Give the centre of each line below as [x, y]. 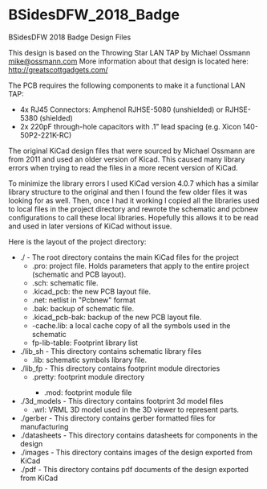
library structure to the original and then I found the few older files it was [128, 191]
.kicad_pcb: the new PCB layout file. [91, 291]
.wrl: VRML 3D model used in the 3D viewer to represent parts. [135, 409]
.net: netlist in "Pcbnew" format [84, 300]
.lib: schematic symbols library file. [89, 360]
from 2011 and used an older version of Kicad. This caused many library [127, 159]
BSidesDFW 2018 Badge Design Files [70, 37]
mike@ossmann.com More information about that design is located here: [128, 61]
